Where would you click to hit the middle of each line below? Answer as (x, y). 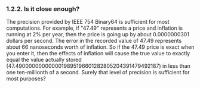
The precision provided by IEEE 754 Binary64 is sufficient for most (88, 22)
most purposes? (26, 78)
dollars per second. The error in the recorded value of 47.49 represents (94, 41)
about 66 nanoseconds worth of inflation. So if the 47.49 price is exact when (100, 47)
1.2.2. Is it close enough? (43, 9)
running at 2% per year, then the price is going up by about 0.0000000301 (98, 34)
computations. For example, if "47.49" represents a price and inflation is (95, 28)
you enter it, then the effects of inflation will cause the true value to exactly (98, 54)
